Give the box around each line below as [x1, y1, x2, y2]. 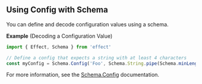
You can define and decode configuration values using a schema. [6, 20, 169, 28]
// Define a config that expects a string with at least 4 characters [6, 55, 187, 61]
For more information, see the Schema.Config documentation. [6, 71, 159, 79]
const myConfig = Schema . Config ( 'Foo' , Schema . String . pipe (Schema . [6, 60, 179, 67]
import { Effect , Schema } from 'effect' [6, 44, 112, 50]
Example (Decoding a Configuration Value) [6, 32, 113, 40]
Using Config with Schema [6, 5, 108, 15]
